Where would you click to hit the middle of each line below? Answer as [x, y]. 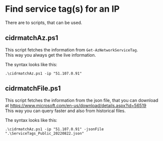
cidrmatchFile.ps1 [33, 88]
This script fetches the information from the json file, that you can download [82, 100]
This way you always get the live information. [51, 55]
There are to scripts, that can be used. [44, 23]
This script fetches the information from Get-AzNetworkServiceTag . [71, 49]
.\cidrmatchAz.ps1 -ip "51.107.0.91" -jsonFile [55, 129]
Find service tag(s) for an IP [62, 9]
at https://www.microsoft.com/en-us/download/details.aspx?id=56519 [76, 105]
